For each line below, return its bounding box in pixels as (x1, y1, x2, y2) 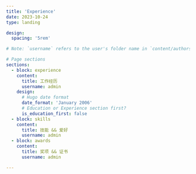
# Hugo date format (21, 95, 69, 100)
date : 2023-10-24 (6, 14, 48, 20)
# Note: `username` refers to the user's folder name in (6, 46, 148, 52)
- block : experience (11, 67, 61, 73)
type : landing (6, 19, 41, 25)
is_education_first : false (21, 110, 87, 117)
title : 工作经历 (21, 78, 58, 84)
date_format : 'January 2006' (21, 100, 93, 106)
